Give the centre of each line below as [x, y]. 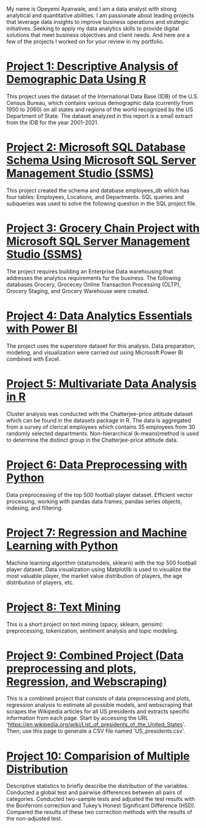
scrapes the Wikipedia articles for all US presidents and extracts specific [98, 711]
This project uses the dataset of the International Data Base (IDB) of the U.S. [103, 96]
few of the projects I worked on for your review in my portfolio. [85, 41]
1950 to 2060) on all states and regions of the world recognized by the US [100, 109]
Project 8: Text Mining [63, 607]
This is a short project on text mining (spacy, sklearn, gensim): [85, 624]
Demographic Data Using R [76, 80]
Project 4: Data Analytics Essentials [99, 316]
